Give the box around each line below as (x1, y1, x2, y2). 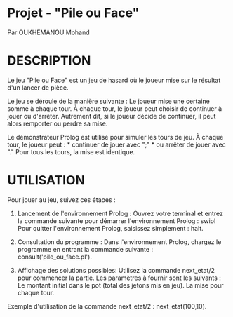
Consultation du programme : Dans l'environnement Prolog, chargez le (17, 237, 222, 246)
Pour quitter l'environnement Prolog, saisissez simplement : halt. (17, 224, 204, 232)
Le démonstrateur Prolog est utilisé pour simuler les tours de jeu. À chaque (7, 133, 224, 141)
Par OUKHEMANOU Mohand (7, 28, 90, 36)
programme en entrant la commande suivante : (17, 245, 153, 253)
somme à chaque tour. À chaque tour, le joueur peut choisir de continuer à (7, 104, 222, 113)
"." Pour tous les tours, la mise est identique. (7, 147, 135, 156)
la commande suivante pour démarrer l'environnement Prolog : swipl (17, 216, 216, 225)
